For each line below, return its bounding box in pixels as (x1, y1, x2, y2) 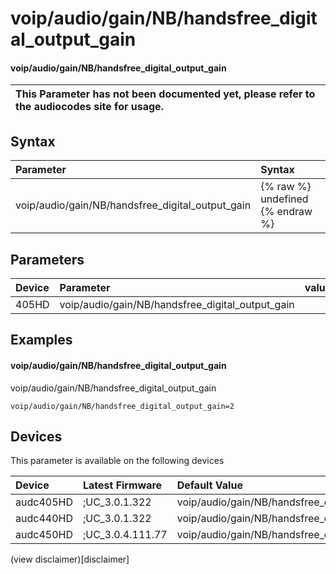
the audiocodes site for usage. (15, 100, 164, 114)
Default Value (176, 478, 243, 492)
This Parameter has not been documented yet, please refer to (15, 87, 316, 101)
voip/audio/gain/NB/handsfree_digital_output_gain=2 (10, 401, 235, 411)
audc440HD (15, 512, 73, 526)
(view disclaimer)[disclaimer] (10, 553, 130, 566)
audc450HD (15, 528, 73, 542)
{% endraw (260, 205, 313, 219)
